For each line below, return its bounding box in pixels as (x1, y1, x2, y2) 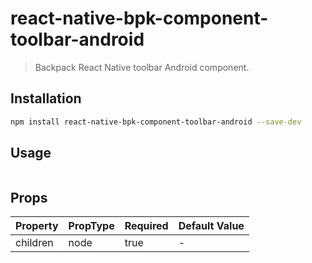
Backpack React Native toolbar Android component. (34, 61, 250, 73)
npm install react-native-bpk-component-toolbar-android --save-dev (10, 117, 302, 127)
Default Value (178, 219, 245, 233)
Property (15, 219, 59, 233)
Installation (10, 90, 82, 107)
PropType (68, 219, 115, 233)
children (15, 236, 54, 250)
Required (124, 219, 169, 233)
